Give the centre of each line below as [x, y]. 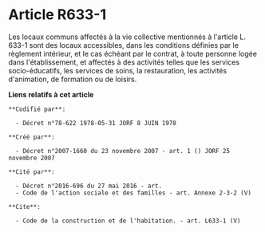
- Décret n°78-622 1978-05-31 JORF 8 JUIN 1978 [96, 123]
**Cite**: [25, 206]
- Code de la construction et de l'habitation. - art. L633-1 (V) [128, 221]
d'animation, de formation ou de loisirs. [73, 79]
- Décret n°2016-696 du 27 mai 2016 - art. [89, 186]
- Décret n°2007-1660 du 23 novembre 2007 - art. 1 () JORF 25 [123, 151]
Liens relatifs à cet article [51, 94]
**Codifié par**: [37, 109]
